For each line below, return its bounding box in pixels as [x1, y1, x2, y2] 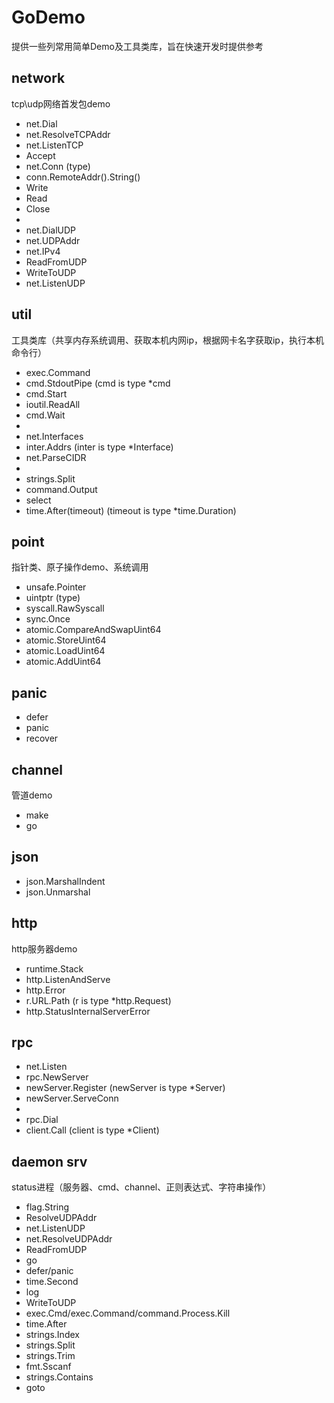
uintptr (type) [25, 592, 81, 604]
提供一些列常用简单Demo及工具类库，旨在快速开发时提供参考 [11, 40, 264, 52]
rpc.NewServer [25, 1071, 89, 1083]
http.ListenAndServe [25, 973, 111, 985]
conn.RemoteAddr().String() [25, 171, 141, 183]
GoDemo [11, 6, 86, 29]
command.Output [25, 483, 98, 495]
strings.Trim [25, 1350, 76, 1362]
